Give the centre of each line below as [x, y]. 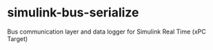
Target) [18, 38]
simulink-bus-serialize [73, 13]
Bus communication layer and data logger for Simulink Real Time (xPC [107, 32]
